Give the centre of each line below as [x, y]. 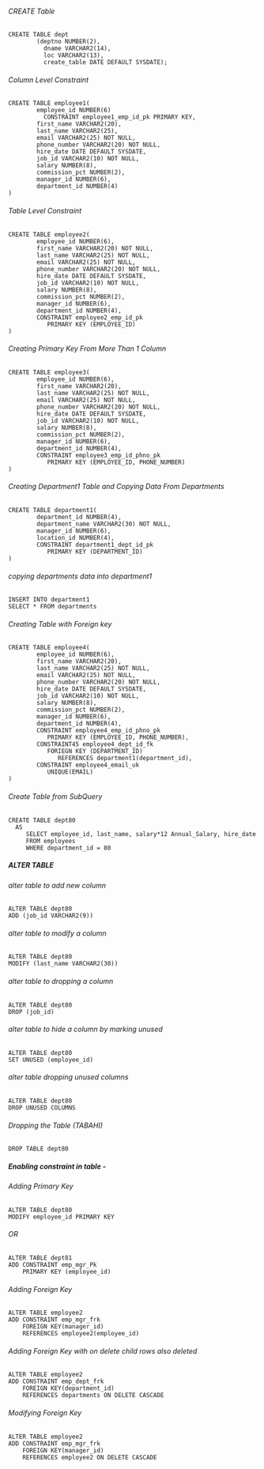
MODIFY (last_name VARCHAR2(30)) [63, 964]
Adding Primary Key [41, 1186]
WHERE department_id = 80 [68, 848]
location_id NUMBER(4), [75, 538]
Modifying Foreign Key [45, 1413]
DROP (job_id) [32, 1011]
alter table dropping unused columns [68, 1077]
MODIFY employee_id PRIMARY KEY [61, 1217]
